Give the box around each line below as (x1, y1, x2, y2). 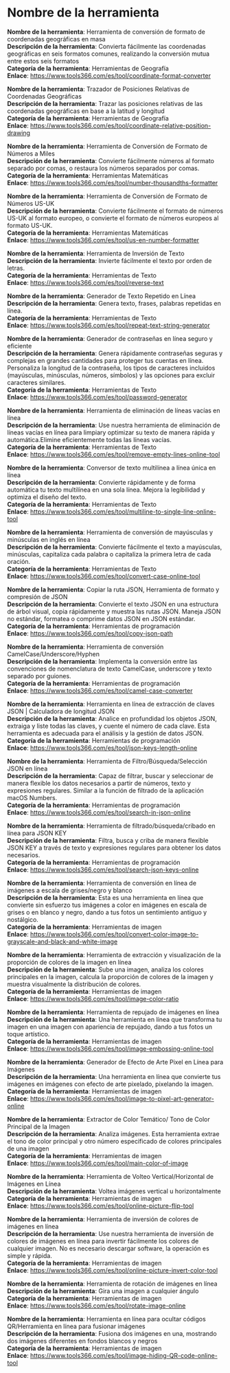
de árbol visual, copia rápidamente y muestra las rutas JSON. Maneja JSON (7, 607, 221, 616)
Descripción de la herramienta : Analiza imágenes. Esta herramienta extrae (7, 1129, 220, 1138)
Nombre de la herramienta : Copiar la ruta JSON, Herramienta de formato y (7, 585, 220, 594)
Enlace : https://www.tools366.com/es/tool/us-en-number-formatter (7, 235, 200, 244)
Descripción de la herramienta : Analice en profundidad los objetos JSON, (7, 714, 218, 722)
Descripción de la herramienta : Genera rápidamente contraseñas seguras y (7, 349, 223, 357)
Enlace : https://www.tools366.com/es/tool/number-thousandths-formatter (7, 178, 218, 187)
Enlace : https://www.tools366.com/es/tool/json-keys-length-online (7, 744, 198, 752)
